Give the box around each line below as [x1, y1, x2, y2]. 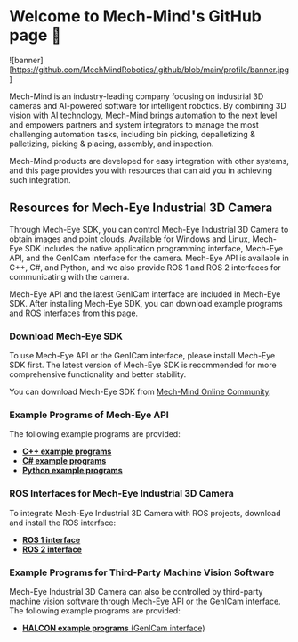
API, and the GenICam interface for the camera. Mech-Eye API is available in [9, 252, 289, 263]
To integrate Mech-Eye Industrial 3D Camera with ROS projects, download [9, 507, 281, 518]
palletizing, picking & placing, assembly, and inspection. [9, 138, 214, 149]
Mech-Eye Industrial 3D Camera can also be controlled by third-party [9, 586, 263, 597]
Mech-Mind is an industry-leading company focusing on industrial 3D [9, 91, 264, 102]
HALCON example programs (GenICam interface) [21, 622, 206, 633]
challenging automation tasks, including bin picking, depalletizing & [9, 128, 256, 139]
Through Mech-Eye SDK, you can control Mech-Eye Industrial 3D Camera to [9, 224, 289, 235]
